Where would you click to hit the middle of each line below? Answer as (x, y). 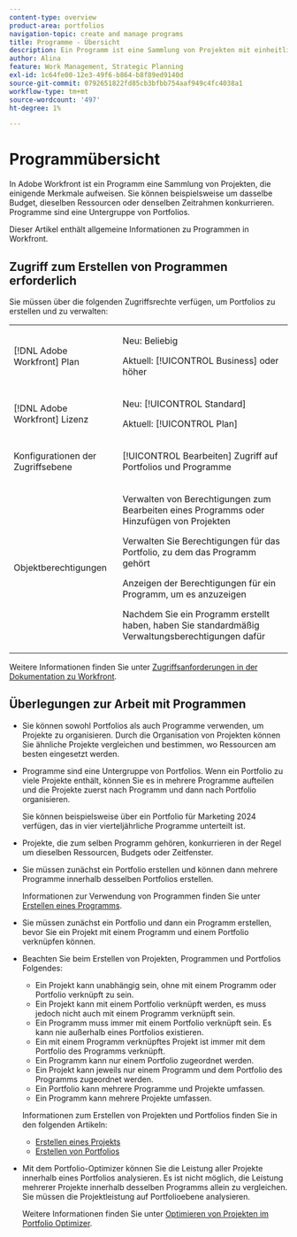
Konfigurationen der (55, 456)
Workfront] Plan (46, 362)
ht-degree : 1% (35, 108)
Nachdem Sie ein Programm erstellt (196, 614)
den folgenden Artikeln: (65, 1125)
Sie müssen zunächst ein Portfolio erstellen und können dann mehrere (150, 870)
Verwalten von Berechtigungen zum (197, 499)
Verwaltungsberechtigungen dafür (194, 636)
